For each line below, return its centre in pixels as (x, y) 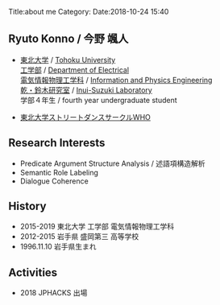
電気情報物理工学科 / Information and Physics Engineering (116, 80)
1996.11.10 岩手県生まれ (58, 247)
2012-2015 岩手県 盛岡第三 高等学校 (79, 237)
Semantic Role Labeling (59, 172)
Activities (33, 272)
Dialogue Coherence (54, 181)
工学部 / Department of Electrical (75, 70)
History (27, 206)
